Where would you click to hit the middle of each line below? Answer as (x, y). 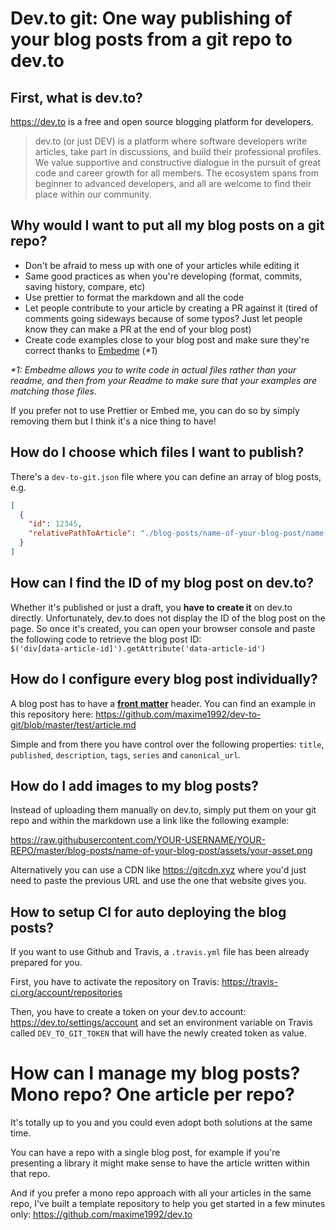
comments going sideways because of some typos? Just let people (163, 318)
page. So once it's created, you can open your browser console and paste (163, 628)
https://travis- (250, 982)
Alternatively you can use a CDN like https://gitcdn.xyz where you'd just (158, 870)
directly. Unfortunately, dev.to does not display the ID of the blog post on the (168, 618)
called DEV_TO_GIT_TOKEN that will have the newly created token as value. (158, 1033)
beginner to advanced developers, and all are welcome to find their (173, 183)
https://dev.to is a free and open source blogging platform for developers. (162, 121)
